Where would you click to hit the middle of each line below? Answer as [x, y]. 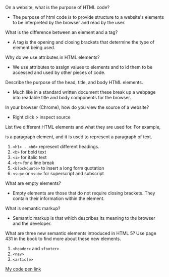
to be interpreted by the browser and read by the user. [69, 23]
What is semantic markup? [33, 208]
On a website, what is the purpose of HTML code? [58, 7]
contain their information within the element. [59, 199]
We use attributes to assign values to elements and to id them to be [82, 67]
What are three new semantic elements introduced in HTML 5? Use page [81, 233]
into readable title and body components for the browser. [72, 97]
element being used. [34, 47]
